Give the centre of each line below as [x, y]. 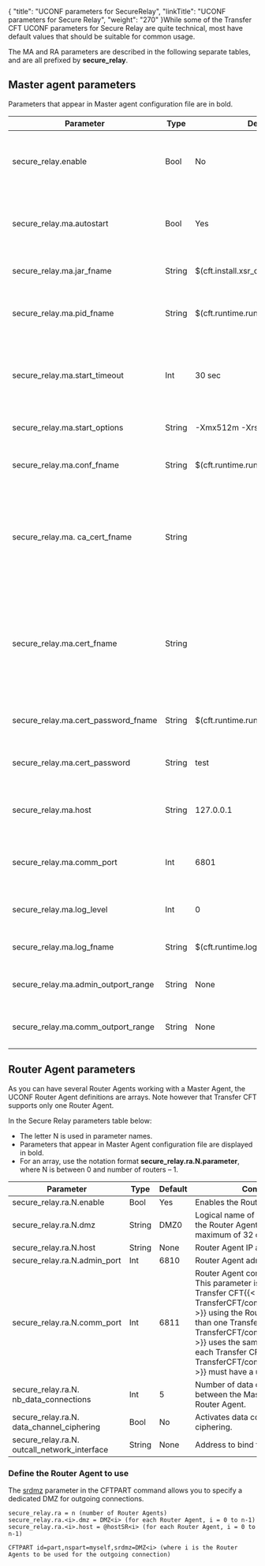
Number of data [224, 1385]
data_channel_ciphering [56, 1426]
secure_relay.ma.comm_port [65, 862]
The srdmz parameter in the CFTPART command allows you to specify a [125, 1490]
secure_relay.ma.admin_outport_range [83, 984]
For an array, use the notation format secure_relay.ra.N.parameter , [129, 1161]
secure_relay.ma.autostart [60, 223]
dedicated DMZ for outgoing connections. [76, 1498]
